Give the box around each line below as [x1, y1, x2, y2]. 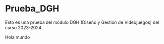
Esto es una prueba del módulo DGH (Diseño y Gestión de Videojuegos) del [5, 19, 160, 25]
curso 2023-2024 [5, 24, 42, 30]
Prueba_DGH [5, 3, 59, 14]
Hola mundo [5, 34, 30, 40]
